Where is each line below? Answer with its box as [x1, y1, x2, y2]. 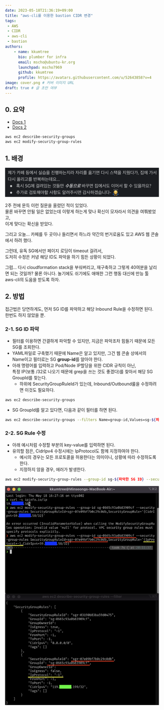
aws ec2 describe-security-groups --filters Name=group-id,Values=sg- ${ [5, 417, 156, 422]
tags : [5, 18, 16, 23]
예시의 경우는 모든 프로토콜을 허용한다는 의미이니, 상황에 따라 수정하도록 [19, 454, 157, 460]
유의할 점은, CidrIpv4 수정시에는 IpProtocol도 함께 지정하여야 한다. [12, 448, 140, 454]
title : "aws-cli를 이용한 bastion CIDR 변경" [5, 13, 93, 18]
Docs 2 [12, 124, 27, 130]
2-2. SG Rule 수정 [5, 430, 46, 437]
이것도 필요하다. [24, 387, 55, 393]
